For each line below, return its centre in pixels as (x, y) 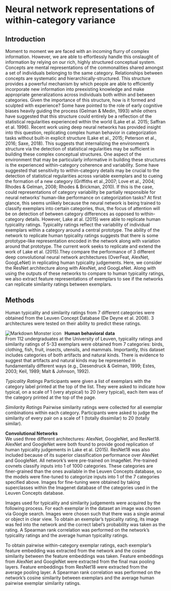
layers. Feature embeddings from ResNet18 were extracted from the (76, 567)
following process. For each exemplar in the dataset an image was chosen (83, 508)
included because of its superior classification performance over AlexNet (82, 455)
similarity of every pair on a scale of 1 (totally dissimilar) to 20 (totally (77, 418)
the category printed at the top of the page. (51, 397)
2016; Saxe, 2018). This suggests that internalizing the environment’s (77, 143)
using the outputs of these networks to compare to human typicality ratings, (85, 273)
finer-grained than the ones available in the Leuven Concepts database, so (83, 471)
